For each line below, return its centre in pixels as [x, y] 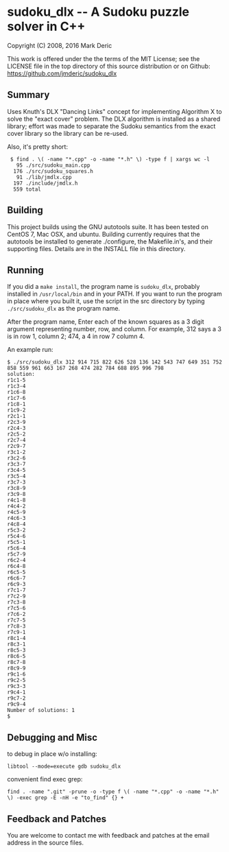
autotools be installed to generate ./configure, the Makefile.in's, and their [110, 241]
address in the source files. [46, 842]
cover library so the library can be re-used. [68, 133]
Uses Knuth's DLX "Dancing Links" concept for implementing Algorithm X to [114, 111]
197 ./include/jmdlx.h [46, 183]
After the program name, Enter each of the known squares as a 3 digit [106, 322]
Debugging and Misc [52, 737]
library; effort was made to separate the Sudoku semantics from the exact [111, 126]
